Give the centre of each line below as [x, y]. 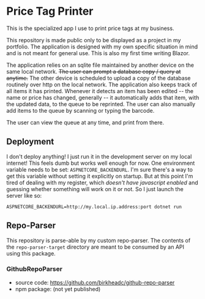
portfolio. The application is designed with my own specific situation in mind [102, 47]
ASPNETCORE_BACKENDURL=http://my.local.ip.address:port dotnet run [94, 206]
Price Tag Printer [50, 11]
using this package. [31, 253]
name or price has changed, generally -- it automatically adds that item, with [103, 97]
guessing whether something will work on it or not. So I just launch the [95, 189]
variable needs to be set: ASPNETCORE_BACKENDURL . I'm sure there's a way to [99, 169]
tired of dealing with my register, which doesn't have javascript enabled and [102, 183]
